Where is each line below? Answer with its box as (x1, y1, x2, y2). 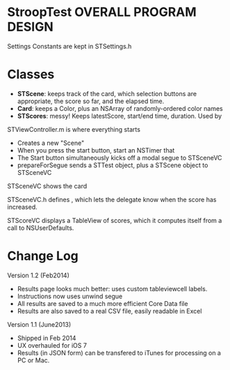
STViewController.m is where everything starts (7, 125, 141, 133)
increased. (7, 203, 38, 211)
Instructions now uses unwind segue (17, 292, 123, 300)
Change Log (7, 248, 79, 264)
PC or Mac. (17, 356, 50, 364)
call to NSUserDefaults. (7, 224, 74, 232)
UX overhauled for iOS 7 (17, 341, 87, 349)
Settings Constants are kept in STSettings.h (7, 42, 132, 50)
